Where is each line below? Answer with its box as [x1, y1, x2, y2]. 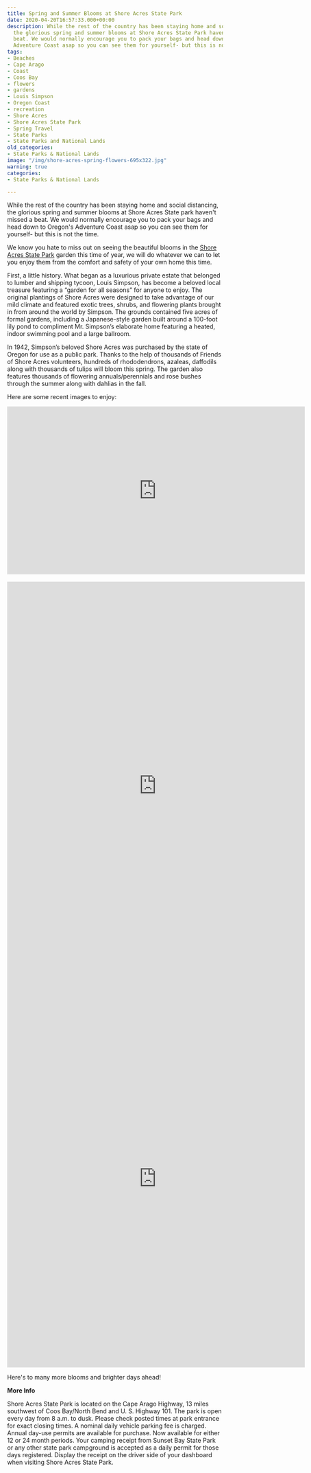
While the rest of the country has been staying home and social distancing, [7, 201, 219, 210]
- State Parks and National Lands [7, 138, 106, 145]
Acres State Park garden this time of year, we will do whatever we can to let [7, 251, 221, 259]
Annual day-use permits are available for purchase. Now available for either [7, 1429, 221, 1437]
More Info [7, 1386, 36, 1395]
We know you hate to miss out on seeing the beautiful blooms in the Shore [7, 243, 217, 251]
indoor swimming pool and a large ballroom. [7, 330, 132, 338]
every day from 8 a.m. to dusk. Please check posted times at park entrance [7, 1415, 220, 1423]
